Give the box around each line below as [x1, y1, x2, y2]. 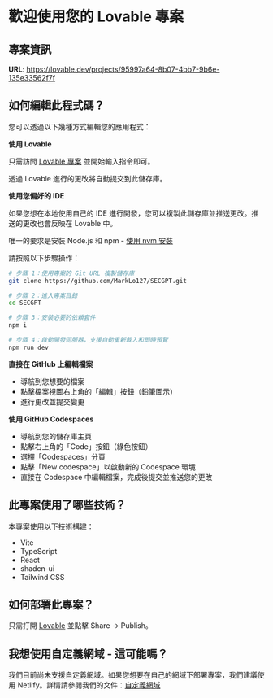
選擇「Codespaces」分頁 [19, 452, 106, 461]
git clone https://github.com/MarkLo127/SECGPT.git [8, 277, 187, 285]
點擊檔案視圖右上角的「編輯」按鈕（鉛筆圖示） [19, 386, 177, 396]
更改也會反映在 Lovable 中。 [22, 218, 118, 228]
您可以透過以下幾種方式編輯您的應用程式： [8, 121, 151, 131]
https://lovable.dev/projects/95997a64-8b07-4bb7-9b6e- [26, 64, 220, 74]
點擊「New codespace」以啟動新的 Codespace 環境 [19, 461, 197, 472]
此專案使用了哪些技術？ [8, 498, 126, 513]
